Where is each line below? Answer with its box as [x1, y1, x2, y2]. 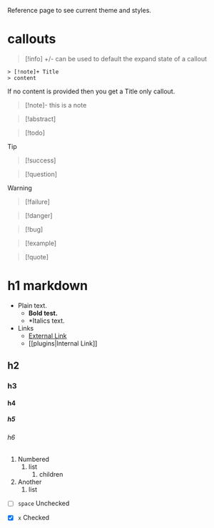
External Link [28, 331, 67, 340]
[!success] [24, 156, 56, 165]
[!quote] [24, 252, 49, 261]
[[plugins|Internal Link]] [28, 338, 98, 348]
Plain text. [17, 301, 48, 309]
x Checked [17, 513, 50, 522]
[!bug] [24, 224, 44, 234]
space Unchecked [17, 499, 70, 508]
